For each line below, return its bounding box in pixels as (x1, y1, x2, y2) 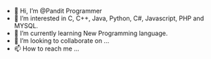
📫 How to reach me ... (13, 44, 79, 53)
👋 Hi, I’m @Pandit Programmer (13, 7, 103, 15)
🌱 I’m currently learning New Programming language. (13, 29, 168, 37)
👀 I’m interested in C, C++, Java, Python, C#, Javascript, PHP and (13, 14, 205, 22)
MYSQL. (13, 22, 39, 29)
